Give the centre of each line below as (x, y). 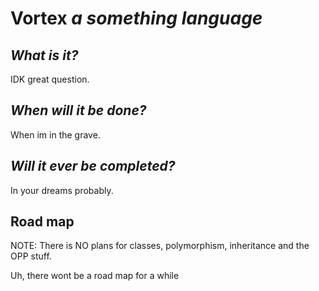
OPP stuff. (31, 256)
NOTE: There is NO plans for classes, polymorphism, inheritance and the (160, 246)
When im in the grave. (55, 134)
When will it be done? (78, 110)
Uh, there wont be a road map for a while (95, 276)
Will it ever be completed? (93, 166)
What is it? (44, 55)
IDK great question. (50, 79)
